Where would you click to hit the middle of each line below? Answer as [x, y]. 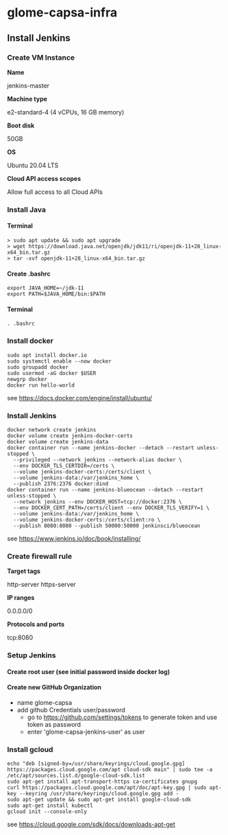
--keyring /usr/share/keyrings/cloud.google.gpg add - [99, 794]
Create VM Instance [41, 58]
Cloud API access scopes [44, 178]
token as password [54, 725]
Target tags [24, 571]
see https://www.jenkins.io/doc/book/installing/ [74, 538]
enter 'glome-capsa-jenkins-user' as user [86, 732]
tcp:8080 [20, 638]
